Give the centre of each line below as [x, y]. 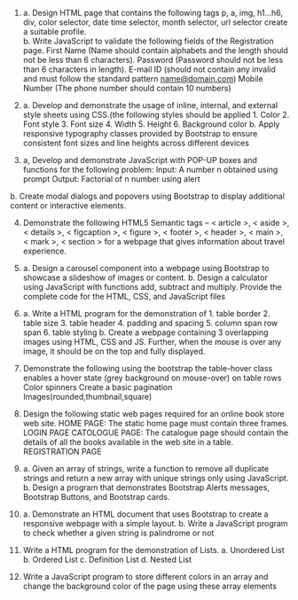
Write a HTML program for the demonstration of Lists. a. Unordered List [153, 550]
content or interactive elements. [68, 206]
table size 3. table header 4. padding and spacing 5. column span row [150, 323]
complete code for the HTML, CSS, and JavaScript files [124, 296]
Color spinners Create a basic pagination [98, 387]
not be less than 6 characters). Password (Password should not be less [153, 60]
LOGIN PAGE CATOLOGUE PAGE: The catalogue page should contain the [156, 432]
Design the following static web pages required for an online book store [153, 414]
